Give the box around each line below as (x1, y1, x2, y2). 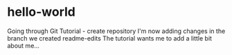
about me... (7, 41, 40, 49)
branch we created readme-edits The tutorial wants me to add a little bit (7, 34, 213, 42)
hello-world (7, 4, 76, 20)
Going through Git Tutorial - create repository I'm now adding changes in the (7, 27, 226, 35)
